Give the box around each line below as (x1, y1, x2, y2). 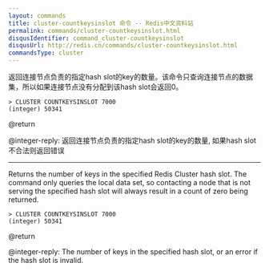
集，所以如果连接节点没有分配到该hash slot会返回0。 (8, 82, 183, 91)
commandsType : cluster (8, 49, 84, 57)
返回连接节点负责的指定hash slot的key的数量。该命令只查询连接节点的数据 (8, 72, 254, 81)
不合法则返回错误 (8, 146, 65, 155)
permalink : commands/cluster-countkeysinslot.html (8, 26, 181, 34)
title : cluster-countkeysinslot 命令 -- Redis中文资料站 (8, 19, 194, 27)
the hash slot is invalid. (8, 256, 84, 265)
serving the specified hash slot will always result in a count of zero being (8, 186, 248, 196)
